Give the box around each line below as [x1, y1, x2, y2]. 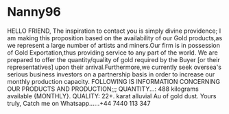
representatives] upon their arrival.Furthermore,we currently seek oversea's [7, 63, 221, 71]
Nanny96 [7, 4, 62, 20]
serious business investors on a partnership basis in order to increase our [7, 70, 215, 79]
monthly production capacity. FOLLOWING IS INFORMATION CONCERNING [7, 77, 221, 85]
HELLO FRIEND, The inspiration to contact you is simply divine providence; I [7, 27, 221, 35]
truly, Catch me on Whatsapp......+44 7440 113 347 [7, 99, 151, 107]
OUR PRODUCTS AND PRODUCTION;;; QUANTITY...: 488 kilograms [7, 85, 199, 93]
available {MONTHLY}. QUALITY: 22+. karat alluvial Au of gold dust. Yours [7, 91, 217, 100]
